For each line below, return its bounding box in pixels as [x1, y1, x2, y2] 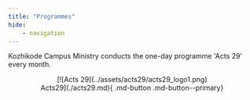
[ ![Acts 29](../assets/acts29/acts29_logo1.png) [57, 75, 208, 84]
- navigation [22, 29, 65, 37]
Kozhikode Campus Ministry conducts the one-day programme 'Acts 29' [8, 52, 243, 61]
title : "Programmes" [8, 12, 76, 20]
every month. [8, 59, 51, 70]
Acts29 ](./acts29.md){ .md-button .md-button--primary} [40, 83, 224, 93]
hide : [8, 20, 26, 29]
